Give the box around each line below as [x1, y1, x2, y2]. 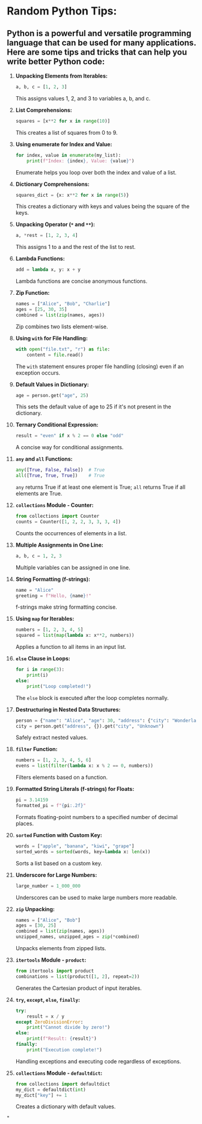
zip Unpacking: [15, 905, 55, 912]
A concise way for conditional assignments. [15, 444, 124, 451]
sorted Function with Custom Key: [15, 831, 103, 838]
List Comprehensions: [15, 106, 73, 114]
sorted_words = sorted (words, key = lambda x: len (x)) [15, 849, 151, 855]
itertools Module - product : [15, 956, 87, 963]
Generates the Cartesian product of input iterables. [15, 984, 142, 992]
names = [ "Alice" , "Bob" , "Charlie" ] [15, 301, 111, 307]
